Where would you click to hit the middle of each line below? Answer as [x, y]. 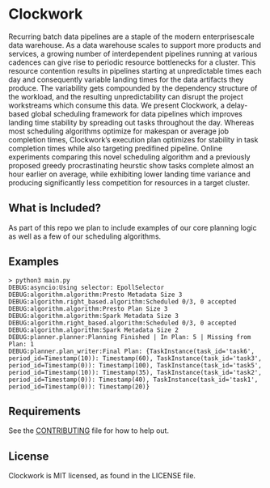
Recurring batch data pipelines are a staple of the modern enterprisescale [131, 36]
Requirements [44, 411]
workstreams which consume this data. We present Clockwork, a [116, 105]
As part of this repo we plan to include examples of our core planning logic [133, 227]
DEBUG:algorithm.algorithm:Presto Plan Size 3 [88, 308]
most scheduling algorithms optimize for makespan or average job [118, 131]
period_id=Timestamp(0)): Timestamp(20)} [79, 386]
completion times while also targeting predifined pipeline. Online [116, 148]
